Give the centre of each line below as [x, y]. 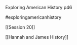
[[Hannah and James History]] [37, 37]
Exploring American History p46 [39, 7]
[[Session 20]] [20, 27]
